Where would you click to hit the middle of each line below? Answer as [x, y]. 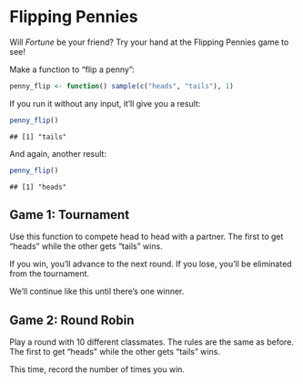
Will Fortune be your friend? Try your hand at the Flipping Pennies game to [149, 42]
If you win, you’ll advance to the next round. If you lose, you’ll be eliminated [151, 264]
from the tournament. [49, 274]
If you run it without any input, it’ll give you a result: [105, 103]
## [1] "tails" [38, 137]
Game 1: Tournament [70, 215]
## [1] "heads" [38, 187]
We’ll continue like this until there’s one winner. [97, 291]
